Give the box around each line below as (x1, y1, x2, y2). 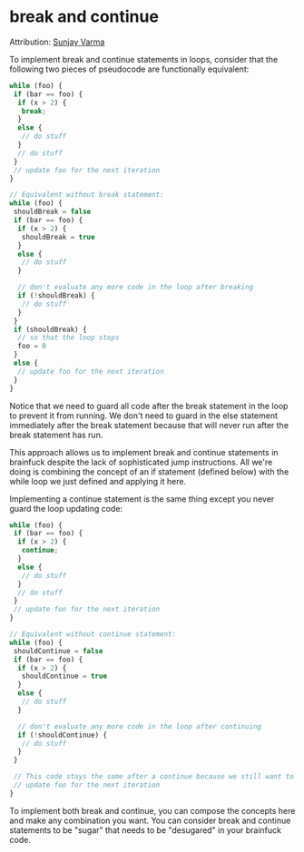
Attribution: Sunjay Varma (9, 36, 105, 47)
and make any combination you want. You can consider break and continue (9, 815, 291, 826)
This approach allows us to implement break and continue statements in (9, 446, 279, 457)
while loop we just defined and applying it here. (9, 475, 187, 486)
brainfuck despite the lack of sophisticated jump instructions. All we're (9, 456, 273, 467)
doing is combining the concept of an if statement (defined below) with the (9, 465, 289, 477)
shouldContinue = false (13, 646, 103, 655)
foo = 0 (17, 342, 47, 351)
